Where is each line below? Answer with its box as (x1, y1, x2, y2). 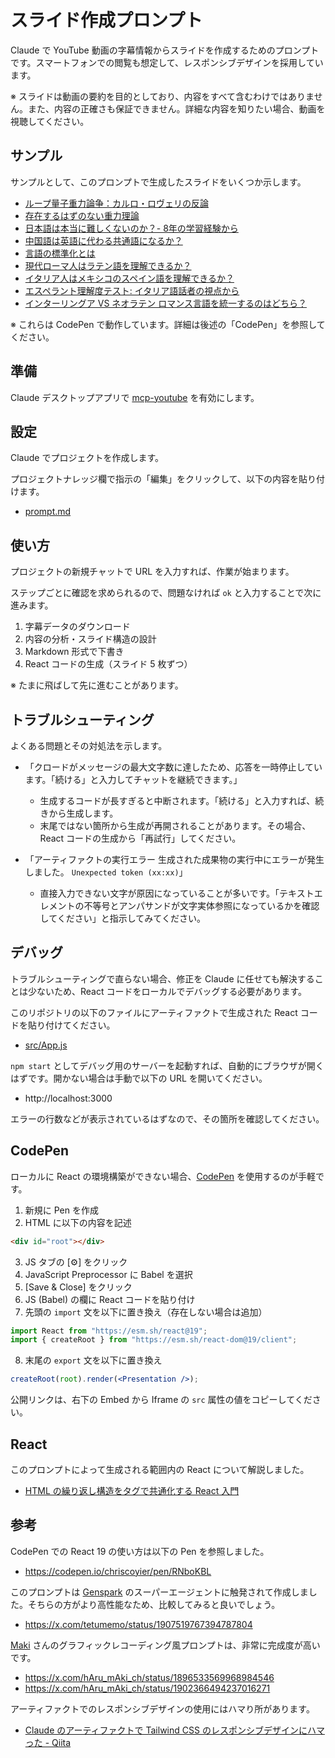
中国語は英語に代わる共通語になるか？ (24, 234, 183, 246)
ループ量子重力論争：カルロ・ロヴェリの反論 (24, 197, 209, 209)
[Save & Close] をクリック (24, 1281, 133, 1293)
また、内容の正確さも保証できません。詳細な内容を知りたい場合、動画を (27, 102, 326, 115)
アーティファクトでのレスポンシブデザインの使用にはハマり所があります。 (10, 1702, 315, 1715)
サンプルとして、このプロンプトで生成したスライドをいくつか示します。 (10, 176, 307, 188)
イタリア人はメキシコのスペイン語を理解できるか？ (24, 272, 235, 284)
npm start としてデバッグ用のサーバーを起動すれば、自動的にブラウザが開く (10, 1059, 325, 1071)
